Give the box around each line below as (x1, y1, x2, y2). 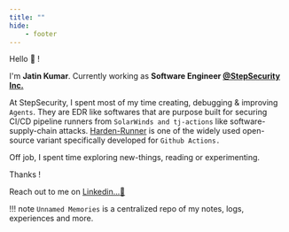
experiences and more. (9, 213, 94, 224)
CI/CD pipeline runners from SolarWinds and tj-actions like (9, 116, 229, 127)
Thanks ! (9, 169, 42, 180)
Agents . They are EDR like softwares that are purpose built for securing (9, 107, 268, 118)
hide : (9, 21, 29, 30)
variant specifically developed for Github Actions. (36, 135, 221, 146)
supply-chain (9, 126, 58, 136)
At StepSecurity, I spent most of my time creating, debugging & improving (9, 97, 278, 108)
